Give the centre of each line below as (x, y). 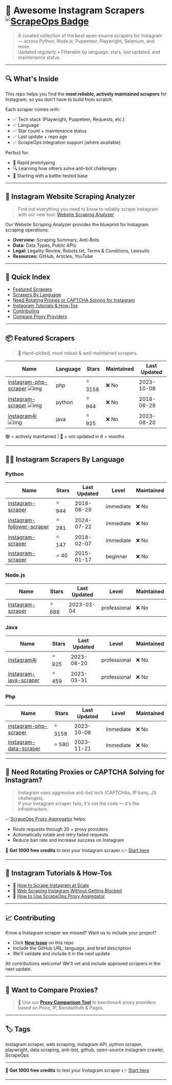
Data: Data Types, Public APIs (44, 245)
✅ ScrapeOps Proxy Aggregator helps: (46, 819)
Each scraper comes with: (33, 109)
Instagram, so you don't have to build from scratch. (59, 99)
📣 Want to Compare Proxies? (52, 990)
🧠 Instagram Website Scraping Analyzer (70, 197)
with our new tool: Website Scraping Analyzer (66, 214)
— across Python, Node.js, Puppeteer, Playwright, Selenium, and (86, 41)
